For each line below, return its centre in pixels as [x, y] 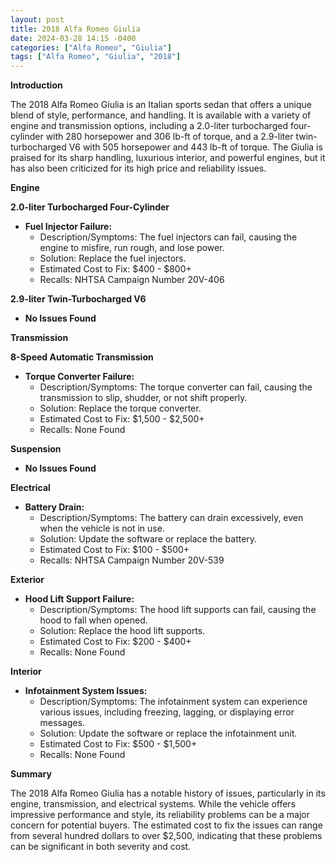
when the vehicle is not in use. [102, 528]
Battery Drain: [54, 507]
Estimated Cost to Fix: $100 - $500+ [114, 550]
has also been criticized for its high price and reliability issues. [138, 168]
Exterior [27, 580]
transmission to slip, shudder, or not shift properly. [143, 398]
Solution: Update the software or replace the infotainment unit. [168, 733]
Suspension [36, 449]
